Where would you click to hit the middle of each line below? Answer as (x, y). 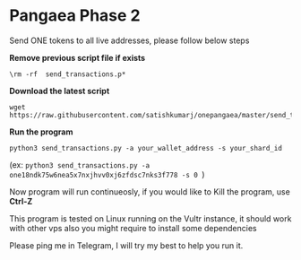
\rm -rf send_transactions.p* (68, 74)
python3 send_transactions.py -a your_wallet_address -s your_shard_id (146, 148)
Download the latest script (60, 91)
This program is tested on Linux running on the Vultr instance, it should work (150, 218)
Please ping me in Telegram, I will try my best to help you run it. (126, 245)
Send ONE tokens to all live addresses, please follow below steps (129, 40)
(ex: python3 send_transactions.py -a (80, 165)
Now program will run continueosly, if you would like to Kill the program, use (150, 191)
